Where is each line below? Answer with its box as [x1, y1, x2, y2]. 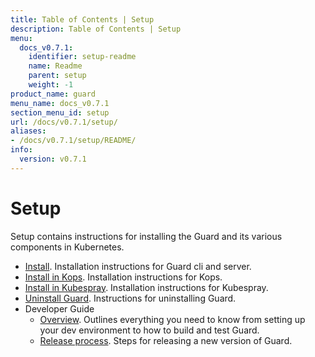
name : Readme [28, 61, 83, 71]
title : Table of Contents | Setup [10, 14, 155, 25]
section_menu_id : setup [10, 107, 110, 118]
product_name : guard [10, 89, 97, 99]
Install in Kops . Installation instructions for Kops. [24, 271, 223, 283]
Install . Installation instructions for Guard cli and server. [24, 260, 252, 272]
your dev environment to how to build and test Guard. [39, 324, 260, 336]
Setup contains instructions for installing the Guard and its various [10, 230, 283, 242]
